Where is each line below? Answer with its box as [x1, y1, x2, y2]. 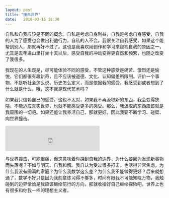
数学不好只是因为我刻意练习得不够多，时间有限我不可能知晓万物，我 [18, 175, 159, 181]
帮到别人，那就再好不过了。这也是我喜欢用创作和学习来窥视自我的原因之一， [5, 44, 164, 50]
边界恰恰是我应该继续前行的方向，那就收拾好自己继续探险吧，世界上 [18, 181, 159, 187]
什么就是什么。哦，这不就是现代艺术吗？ [5, 86, 89, 92]
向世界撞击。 [5, 115, 32, 121]
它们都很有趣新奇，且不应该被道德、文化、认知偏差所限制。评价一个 [14, 74, 155, 80]
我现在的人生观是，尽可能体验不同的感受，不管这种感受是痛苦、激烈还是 [5, 67, 155, 73]
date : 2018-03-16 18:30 [5, 17, 59, 22]
